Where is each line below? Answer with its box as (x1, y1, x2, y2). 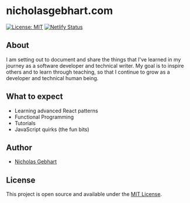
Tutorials (14, 119, 36, 126)
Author (6, 142, 32, 153)
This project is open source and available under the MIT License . (6, 191, 163, 198)
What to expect (6, 92, 63, 102)
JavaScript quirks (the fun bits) (14, 126, 89, 133)
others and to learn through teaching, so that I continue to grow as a (6, 68, 171, 75)
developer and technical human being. (6, 74, 99, 81)
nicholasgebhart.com (6, 4, 113, 18)
